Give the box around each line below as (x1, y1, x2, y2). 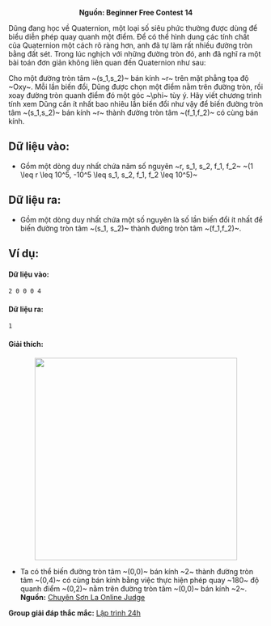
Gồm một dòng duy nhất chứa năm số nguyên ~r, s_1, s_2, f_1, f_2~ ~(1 (19, 161, 253, 171)
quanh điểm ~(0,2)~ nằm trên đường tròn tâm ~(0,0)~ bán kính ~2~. (19, 583, 248, 594)
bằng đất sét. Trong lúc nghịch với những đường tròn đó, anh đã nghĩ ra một (8, 49, 261, 58)
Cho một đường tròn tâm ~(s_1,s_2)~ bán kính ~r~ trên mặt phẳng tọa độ (8, 74, 249, 82)
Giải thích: (8, 340, 44, 349)
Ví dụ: (8, 247, 39, 260)
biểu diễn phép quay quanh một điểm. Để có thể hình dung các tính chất (8, 32, 250, 41)
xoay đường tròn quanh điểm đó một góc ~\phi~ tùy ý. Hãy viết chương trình (8, 91, 262, 100)
